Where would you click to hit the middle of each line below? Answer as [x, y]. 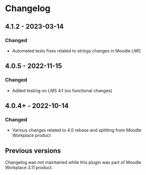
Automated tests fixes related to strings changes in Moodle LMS [76, 51]
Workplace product [31, 135]
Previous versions [33, 150]
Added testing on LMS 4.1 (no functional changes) [62, 90]
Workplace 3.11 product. [29, 168]
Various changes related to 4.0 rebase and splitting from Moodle [77, 130]
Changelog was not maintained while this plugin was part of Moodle [73, 162]
